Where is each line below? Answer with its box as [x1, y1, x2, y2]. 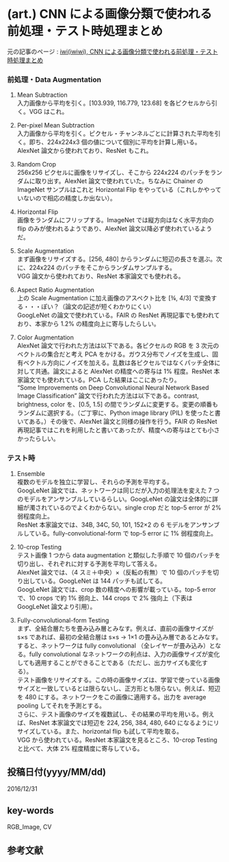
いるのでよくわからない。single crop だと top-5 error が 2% [53, 503, 221, 512]
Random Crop [16, 160, 57, 169]
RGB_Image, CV [7, 823, 52, 831]
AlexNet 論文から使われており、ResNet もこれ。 [16, 147, 152, 155]
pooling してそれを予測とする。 [16, 701, 106, 710]
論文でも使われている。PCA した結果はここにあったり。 [23, 376, 180, 384]
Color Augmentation [16, 333, 74, 342]
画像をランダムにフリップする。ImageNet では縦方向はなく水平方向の [16, 216, 214, 224]
